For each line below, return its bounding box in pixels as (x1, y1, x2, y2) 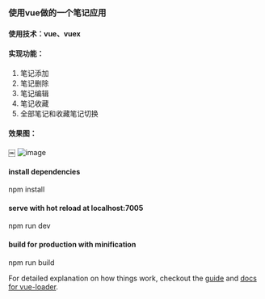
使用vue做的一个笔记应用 (8, 6, 107, 18)
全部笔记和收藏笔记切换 (19, 108, 99, 118)
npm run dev (8, 221, 51, 231)
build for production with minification (8, 239, 137, 249)
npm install (8, 184, 45, 195)
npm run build (8, 257, 55, 267)
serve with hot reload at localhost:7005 (8, 203, 144, 213)
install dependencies (8, 166, 81, 176)
